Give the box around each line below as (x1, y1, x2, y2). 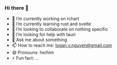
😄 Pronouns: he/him (11, 50, 54, 56)
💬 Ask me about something (11, 37, 67, 43)
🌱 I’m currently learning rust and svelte (11, 21, 91, 27)
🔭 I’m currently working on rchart (11, 16, 80, 22)
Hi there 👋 (4, 4, 29, 11)
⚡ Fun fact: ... (11, 55, 39, 61)
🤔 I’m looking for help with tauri (11, 32, 76, 38)
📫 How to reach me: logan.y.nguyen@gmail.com (11, 42, 113, 49)
